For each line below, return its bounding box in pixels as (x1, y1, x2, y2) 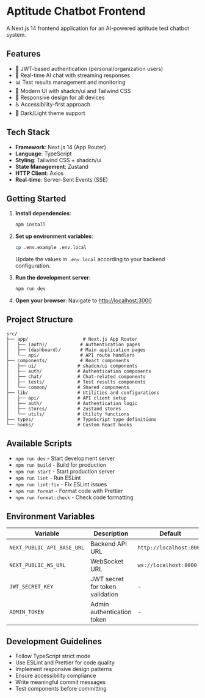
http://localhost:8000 (137, 544, 203, 551)
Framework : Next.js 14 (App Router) (15, 143, 107, 150)
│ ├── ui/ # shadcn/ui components (6, 363, 138, 369)
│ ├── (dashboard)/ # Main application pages (6, 347, 146, 353)
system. (6, 31, 26, 38)
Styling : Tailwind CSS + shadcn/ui (15, 156, 102, 163)
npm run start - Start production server (15, 467, 115, 475)
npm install (15, 221, 46, 228)
